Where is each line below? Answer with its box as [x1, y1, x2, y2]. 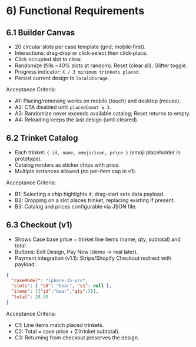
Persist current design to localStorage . [14, 75, 109, 81]
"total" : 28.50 [11, 294, 49, 300]
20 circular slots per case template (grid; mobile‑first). [14, 43, 146, 50]
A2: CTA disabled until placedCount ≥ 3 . [14, 104, 111, 110]
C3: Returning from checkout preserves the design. [14, 334, 139, 341]
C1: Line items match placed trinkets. [14, 321, 104, 328]
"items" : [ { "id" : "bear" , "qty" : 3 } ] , [11, 289, 99, 295]
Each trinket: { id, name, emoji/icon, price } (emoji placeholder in [14, 148, 181, 156]
